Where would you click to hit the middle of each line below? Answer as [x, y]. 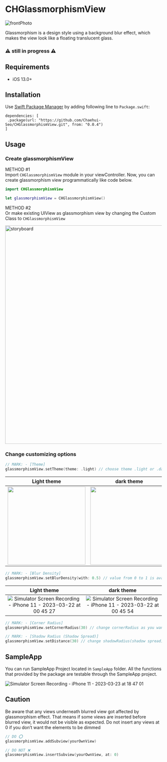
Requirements [27, 67]
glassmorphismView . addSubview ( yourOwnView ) [51, 741]
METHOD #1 [18, 170]
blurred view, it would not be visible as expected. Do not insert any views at [83, 722]
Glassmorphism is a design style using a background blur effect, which [78, 32]
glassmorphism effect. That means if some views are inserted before [76, 717]
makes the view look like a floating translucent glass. [59, 38]
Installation [23, 95]
